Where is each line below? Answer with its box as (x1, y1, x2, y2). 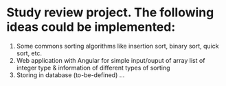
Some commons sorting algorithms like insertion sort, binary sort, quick (16, 42, 219, 50)
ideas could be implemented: (6, 19, 176, 35)
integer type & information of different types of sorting (16, 63, 170, 72)
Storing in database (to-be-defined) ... (16, 70, 125, 79)
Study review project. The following (6, 5, 214, 20)
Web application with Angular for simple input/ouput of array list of (16, 56, 205, 64)
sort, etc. (16, 49, 43, 57)
